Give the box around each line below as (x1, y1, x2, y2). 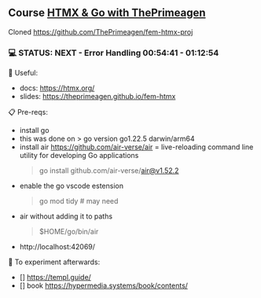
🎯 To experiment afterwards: (8, 257, 101, 267)
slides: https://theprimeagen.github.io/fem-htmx (19, 92, 176, 101)
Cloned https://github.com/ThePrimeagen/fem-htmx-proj (8, 27, 193, 36)
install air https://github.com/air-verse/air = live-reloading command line (19, 142, 254, 152)
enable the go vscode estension (19, 181, 124, 191)
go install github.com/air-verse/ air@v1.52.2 (39, 166, 179, 175)
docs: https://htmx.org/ (19, 83, 95, 93)
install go (19, 126, 50, 135)
